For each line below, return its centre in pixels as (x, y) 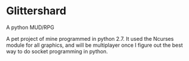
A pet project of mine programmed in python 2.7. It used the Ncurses (90, 38)
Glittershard (36, 11)
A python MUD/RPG (30, 27)
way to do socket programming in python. (57, 51)
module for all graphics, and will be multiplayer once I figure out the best (94, 45)
